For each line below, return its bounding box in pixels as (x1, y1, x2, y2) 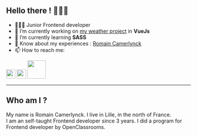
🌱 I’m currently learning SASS (14, 33, 87, 41)
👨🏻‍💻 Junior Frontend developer (14, 21, 91, 28)
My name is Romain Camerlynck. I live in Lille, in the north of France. (6, 111, 172, 118)
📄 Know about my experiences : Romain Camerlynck (14, 40, 142, 47)
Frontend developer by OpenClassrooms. (6, 123, 106, 130)
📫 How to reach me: (14, 46, 65, 53)
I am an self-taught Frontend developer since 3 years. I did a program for (6, 117, 182, 124)
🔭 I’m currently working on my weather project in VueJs (14, 27, 150, 34)
